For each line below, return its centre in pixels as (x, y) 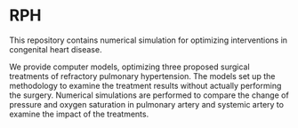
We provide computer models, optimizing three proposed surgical (130, 67)
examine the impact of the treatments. (79, 114)
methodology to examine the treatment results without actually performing (145, 85)
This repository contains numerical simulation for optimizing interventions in (148, 40)
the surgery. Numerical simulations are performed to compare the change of (149, 95)
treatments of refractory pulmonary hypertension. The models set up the (142, 76)
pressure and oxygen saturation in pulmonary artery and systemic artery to (147, 104)
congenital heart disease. (56, 49)
